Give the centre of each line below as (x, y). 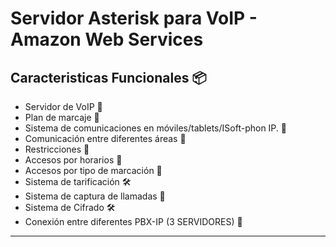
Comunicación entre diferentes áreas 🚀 (105, 138)
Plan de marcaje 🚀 (62, 117)
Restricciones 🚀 (57, 149)
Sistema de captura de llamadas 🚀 (95, 196)
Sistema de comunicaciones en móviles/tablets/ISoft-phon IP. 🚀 (155, 128)
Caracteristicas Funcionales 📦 (108, 77)
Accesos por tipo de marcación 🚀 (93, 170)
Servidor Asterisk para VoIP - (134, 18)
